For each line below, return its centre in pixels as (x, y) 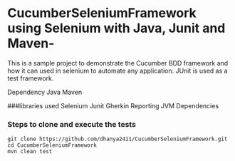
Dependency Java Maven (45, 92)
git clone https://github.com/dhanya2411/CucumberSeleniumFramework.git (117, 139)
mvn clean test (30, 152)
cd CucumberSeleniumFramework (52, 145)
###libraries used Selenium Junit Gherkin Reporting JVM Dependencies (113, 105)
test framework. (31, 78)
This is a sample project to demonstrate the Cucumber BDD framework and (118, 63)
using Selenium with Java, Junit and (116, 28)
